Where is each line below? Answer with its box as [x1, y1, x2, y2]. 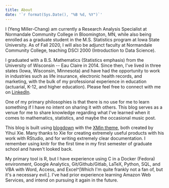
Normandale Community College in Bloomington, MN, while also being [5, 31, 152, 37]
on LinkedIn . [5, 89, 31, 95]
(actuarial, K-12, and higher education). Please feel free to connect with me [5, 83, 161, 89]
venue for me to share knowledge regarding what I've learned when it [5, 109, 150, 116]
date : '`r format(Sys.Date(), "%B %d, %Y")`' [5, 12, 102, 17]
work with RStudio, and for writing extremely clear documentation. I [5, 135, 146, 141]
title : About [5, 7, 33, 13]
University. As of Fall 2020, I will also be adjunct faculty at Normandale [5, 42, 152, 48]
